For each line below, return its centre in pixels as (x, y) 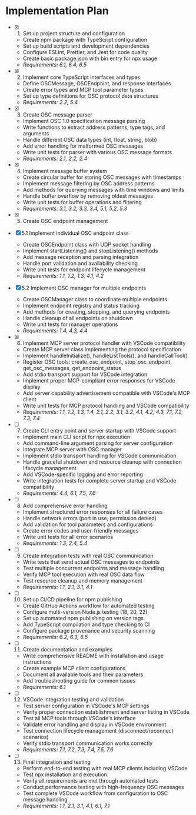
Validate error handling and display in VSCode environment (94, 724)
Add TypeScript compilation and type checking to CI (86, 624)
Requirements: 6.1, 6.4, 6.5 (54, 64)
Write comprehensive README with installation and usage (93, 656)
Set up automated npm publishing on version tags (83, 618)
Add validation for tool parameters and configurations (88, 524)
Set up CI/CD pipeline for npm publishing (72, 599)
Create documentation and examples (68, 649)
